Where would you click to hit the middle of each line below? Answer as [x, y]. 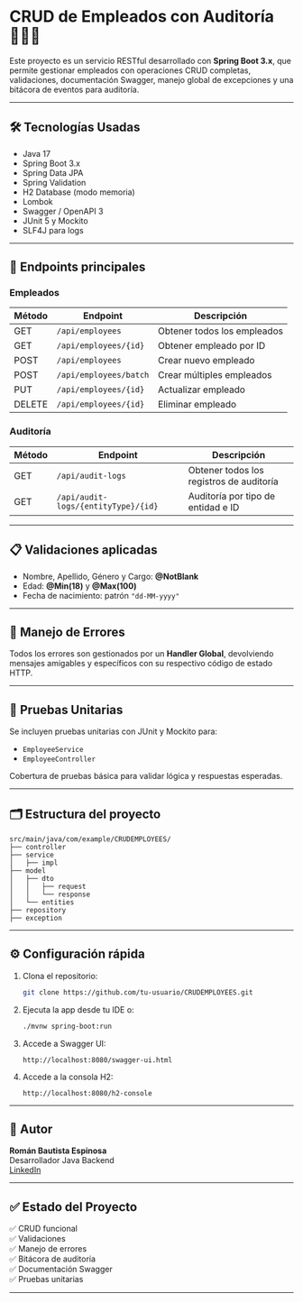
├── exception [36, 918]
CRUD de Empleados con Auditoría [142, 17]
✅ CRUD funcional [44, 1229]
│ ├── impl [34, 863]
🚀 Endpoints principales [78, 267]
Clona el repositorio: [60, 976]
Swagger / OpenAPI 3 [63, 211]
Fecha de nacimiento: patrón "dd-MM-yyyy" [101, 595]
